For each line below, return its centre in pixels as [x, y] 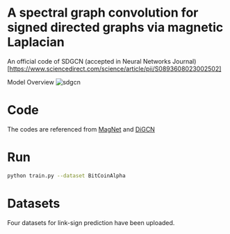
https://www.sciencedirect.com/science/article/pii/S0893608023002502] [115, 69]
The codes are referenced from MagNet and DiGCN [81, 129]
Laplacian [36, 42]
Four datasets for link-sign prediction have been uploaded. [91, 222]
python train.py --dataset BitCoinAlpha [67, 175]
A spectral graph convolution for [103, 13]
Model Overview [31, 82]
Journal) [184, 61]
